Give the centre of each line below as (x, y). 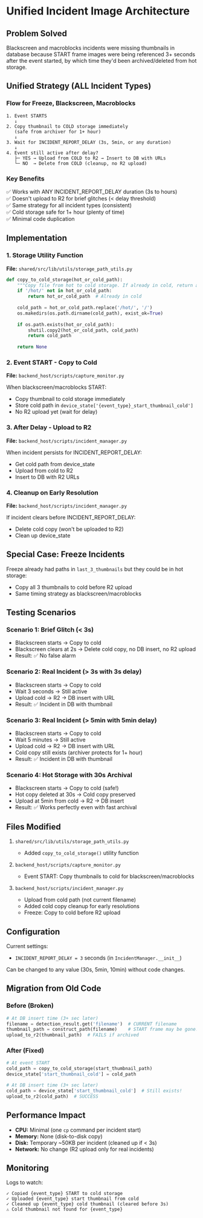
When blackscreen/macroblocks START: (56, 387)
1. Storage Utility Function (45, 255)
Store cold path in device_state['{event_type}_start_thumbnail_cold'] (104, 405)
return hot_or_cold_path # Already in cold (85, 296)
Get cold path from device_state (55, 464)
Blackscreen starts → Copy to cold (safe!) (67, 788)
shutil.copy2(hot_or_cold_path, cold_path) (83, 330)
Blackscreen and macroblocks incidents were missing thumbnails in (91, 48)
